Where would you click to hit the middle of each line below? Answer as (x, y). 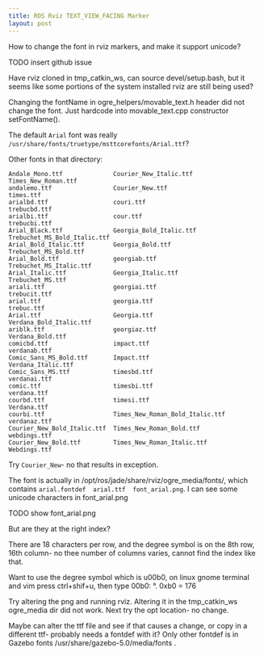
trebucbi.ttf (30, 223)
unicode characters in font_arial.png (68, 497)
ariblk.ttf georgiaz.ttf (83, 329)
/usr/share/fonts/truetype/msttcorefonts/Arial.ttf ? (99, 143)
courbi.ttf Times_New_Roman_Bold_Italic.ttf (117, 414)
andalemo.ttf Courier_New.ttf (88, 188)
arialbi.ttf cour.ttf (75, 216)
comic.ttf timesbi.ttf (81, 386)
